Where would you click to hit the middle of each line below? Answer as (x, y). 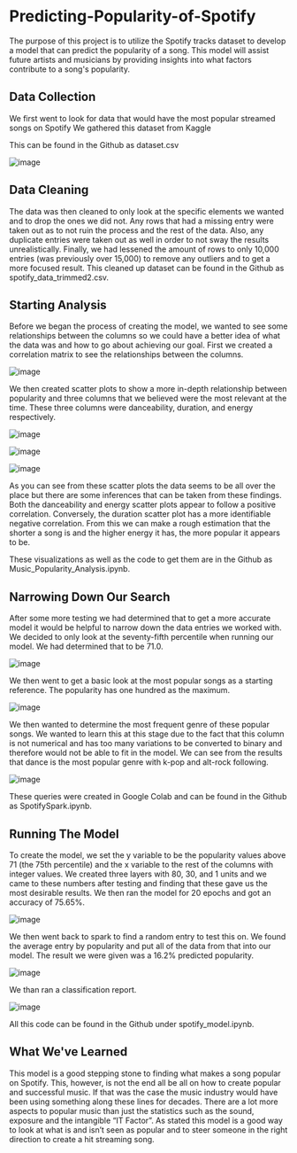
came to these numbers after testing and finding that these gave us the (138, 883)
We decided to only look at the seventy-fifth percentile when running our (141, 637)
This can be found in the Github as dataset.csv (94, 144)
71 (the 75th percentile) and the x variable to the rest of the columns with (141, 865)
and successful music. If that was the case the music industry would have (144, 1092)
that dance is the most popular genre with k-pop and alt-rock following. (139, 762)
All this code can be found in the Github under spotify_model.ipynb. (132, 1024)
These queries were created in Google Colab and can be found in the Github (148, 797)
